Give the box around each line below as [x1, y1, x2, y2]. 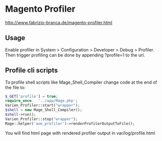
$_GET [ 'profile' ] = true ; [5, 94, 58, 99]
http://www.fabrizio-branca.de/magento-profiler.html [5, 20, 112, 25]
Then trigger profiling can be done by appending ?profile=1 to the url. [5, 52, 145, 58]
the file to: [5, 84, 26, 90]
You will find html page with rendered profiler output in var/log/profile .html [5, 130, 156, 136]
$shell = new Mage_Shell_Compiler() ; [5, 108, 82, 113]
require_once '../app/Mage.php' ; [5, 98, 78, 103]
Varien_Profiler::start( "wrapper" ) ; [5, 103, 80, 108]
